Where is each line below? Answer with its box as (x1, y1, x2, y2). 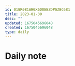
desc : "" (5, 16, 23, 21)
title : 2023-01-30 (5, 12, 42, 16)
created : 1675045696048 (5, 25, 53, 30)
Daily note (5, 50, 47, 62)
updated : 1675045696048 (5, 20, 53, 26)
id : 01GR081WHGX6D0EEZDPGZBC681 (5, 7, 70, 12)
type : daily (5, 30, 29, 34)
